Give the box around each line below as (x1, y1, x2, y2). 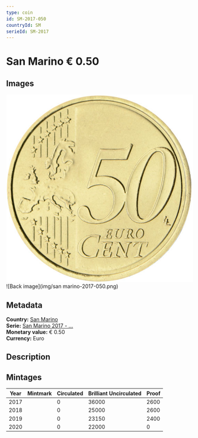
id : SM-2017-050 (6, 15, 46, 22)
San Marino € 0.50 (6, 55, 100, 68)
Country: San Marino (6, 316, 58, 323)
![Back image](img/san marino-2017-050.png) (6, 283, 119, 290)
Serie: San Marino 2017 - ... (6, 322, 74, 330)
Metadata (6, 300, 43, 310)
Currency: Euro (6, 335, 44, 342)
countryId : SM (6, 22, 41, 28)
